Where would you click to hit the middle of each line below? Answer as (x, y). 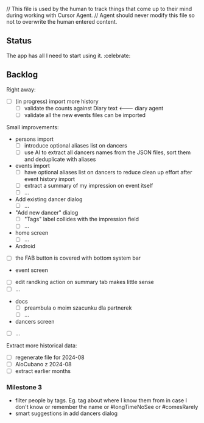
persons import (34, 139)
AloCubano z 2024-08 (43, 364)
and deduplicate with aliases (60, 159)
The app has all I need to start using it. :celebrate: (69, 55)
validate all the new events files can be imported (85, 115)
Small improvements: (33, 127)
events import (33, 165)
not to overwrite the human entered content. (62, 22)
